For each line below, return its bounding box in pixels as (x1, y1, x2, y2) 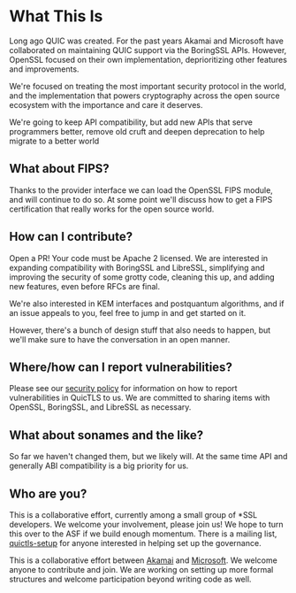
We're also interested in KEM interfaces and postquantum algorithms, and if (9, 298, 285, 309)
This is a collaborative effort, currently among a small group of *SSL (9, 510, 258, 520)
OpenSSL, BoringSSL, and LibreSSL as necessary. (9, 402, 192, 412)
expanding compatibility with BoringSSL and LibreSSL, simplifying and (9, 262, 265, 273)
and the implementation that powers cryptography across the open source (9, 90, 280, 101)
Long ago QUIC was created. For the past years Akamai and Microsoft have (9, 35, 285, 46)
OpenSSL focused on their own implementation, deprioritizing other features (9, 54, 287, 65)
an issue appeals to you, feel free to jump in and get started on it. (9, 307, 247, 318)
